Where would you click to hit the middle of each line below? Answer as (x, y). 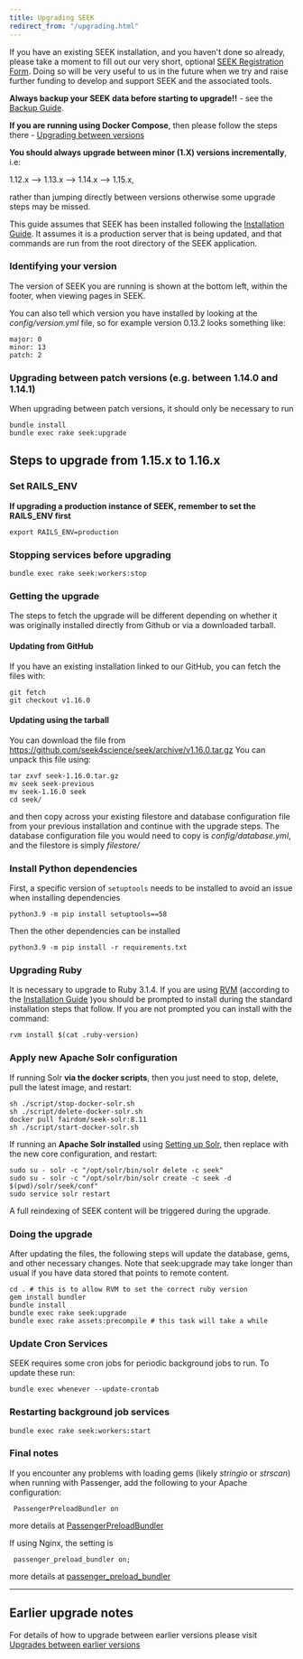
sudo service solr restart (60, 1194)
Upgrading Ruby (46, 970)
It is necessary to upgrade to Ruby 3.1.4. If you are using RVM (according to (150, 990)
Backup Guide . (37, 107)
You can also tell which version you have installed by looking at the (133, 313)
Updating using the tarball (60, 720)
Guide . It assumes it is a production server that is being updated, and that (146, 233)
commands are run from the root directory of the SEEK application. (133, 243)
